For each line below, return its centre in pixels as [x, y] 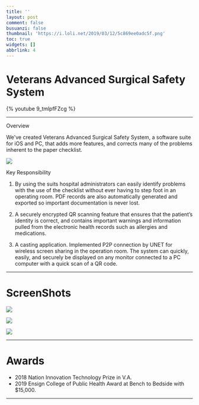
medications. [31, 233]
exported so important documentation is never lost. [77, 203]
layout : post [22, 17]
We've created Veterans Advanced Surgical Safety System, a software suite [99, 137]
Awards [25, 361]
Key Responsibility [29, 172]
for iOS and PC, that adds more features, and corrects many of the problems [99, 143]
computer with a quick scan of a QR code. [66, 263]
